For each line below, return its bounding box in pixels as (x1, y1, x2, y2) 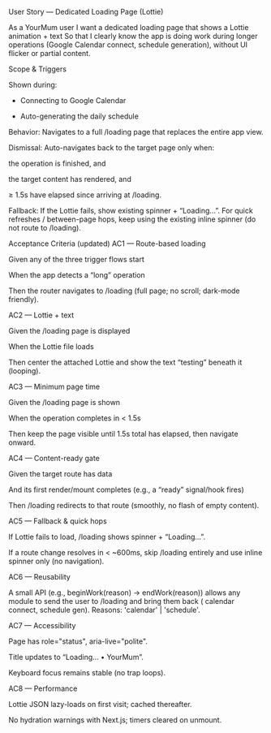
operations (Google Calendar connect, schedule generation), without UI (8, 40, 248, 50)
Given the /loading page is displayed (8, 326, 131, 335)
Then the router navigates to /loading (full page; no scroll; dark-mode (8, 286, 241, 295)
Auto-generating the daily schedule (19, 111, 140, 121)
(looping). (8, 366, 41, 376)
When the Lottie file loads (8, 342, 95, 351)
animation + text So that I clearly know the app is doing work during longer (8, 32, 258, 41)
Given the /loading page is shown (8, 398, 120, 407)
